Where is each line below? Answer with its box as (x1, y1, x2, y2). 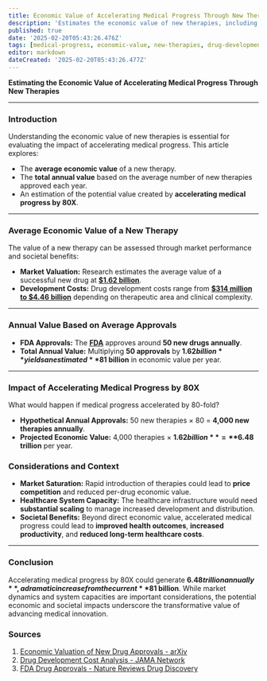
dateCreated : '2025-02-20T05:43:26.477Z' (8, 56, 148, 64)
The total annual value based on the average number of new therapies (19, 173, 253, 182)
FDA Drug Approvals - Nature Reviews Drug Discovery (19, 663, 199, 673)
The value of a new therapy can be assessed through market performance (8, 243, 252, 253)
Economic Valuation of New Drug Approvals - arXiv (19, 646, 188, 656)
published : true (8, 26, 62, 34)
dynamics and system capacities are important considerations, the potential (8, 592, 257, 601)
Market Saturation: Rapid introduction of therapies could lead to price (19, 479, 250, 488)
